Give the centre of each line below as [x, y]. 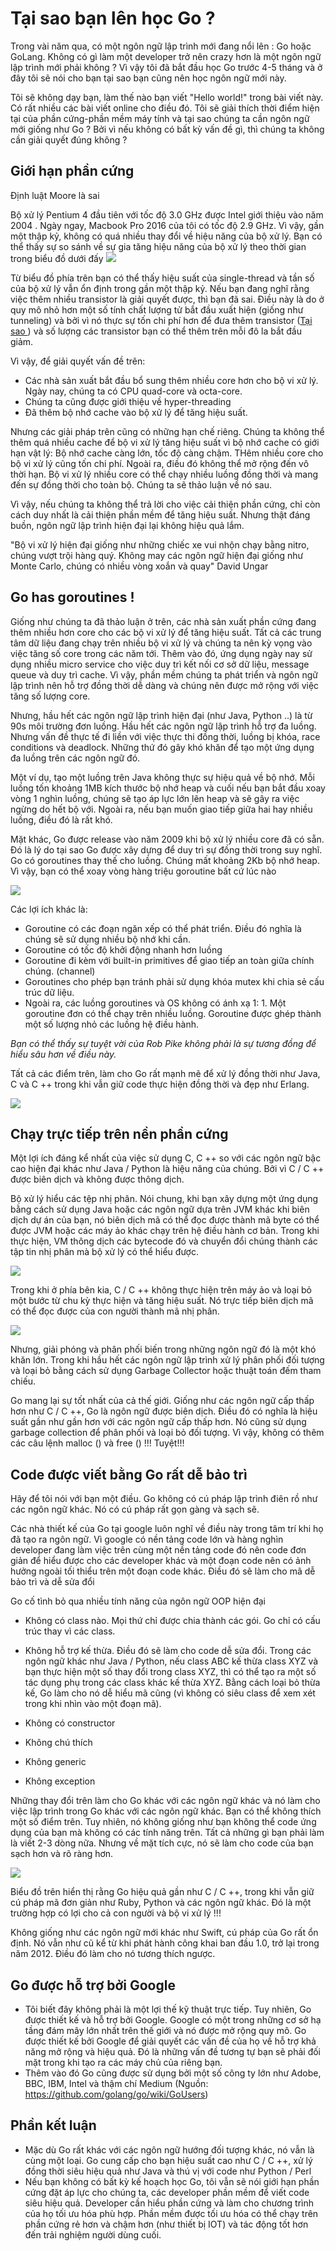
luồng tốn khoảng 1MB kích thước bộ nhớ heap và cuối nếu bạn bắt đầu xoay [168, 788]
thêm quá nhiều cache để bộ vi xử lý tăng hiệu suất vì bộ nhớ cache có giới [165, 442]
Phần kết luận [53, 2125]
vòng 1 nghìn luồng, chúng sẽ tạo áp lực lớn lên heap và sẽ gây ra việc [155, 798]
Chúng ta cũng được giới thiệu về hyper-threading [128, 401]
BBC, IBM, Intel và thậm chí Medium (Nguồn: [116, 2083]
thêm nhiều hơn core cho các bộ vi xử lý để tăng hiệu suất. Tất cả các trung [166, 632]
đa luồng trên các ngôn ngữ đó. [75, 758]
